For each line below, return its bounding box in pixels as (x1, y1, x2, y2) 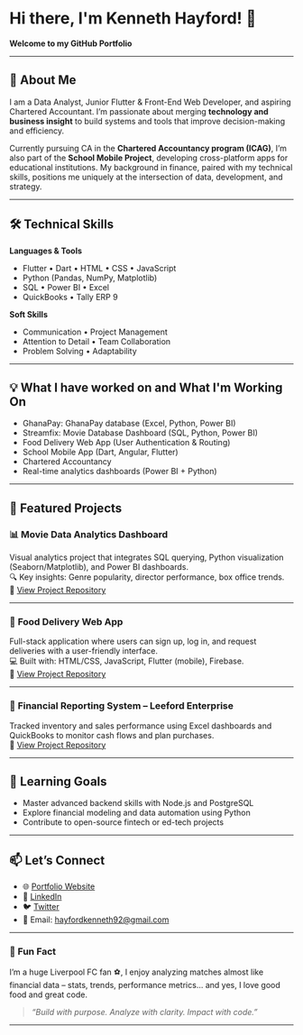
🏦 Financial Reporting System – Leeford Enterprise (9, 700, 234, 712)
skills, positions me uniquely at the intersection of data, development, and (9, 171, 283, 182)
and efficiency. (9, 125, 65, 136)
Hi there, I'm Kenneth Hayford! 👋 (9, 8, 257, 29)
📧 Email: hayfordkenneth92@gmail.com (22, 914, 170, 925)
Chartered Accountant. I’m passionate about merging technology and (9, 105, 269, 116)
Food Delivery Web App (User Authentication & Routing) (22, 437, 231, 448)
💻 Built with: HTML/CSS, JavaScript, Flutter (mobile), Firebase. (9, 655, 244, 666)
